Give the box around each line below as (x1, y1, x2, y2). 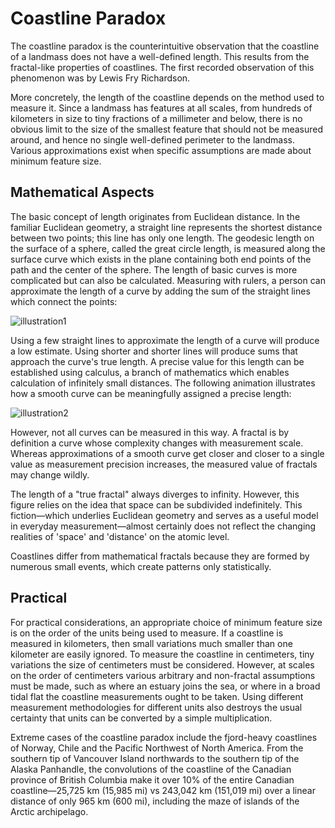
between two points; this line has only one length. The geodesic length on (10, 232, 315, 244)
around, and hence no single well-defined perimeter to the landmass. (10, 133, 295, 146)
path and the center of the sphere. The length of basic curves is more (10, 263, 298, 276)
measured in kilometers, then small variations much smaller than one (10, 637, 293, 649)
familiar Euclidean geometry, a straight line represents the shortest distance (10, 221, 323, 233)
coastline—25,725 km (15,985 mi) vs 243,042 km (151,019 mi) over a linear (10, 784, 316, 796)
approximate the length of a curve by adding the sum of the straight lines (10, 285, 311, 297)
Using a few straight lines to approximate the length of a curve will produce (10, 334, 320, 346)
